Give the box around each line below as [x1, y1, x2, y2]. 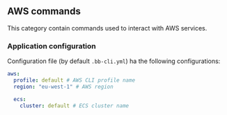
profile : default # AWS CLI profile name [13, 76, 136, 84]
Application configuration [7, 41, 96, 51]
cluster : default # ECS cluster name [19, 102, 130, 109]
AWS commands [7, 6, 81, 17]
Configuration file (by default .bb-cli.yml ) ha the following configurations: [7, 57, 221, 65]
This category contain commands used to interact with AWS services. [7, 24, 208, 32]
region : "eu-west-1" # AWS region [13, 83, 113, 90]
